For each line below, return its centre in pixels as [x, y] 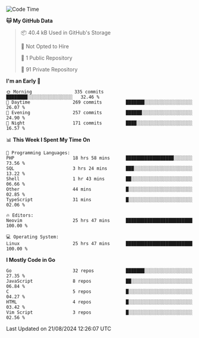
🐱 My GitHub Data [30, 21]
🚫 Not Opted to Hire [45, 46]
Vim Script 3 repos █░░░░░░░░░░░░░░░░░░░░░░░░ [99, 312]
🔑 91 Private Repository [49, 69]
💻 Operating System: [33, 237]
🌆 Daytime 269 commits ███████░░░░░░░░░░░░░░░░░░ [99, 102]
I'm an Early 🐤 [23, 81]
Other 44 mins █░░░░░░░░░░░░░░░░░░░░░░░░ [99, 189]
